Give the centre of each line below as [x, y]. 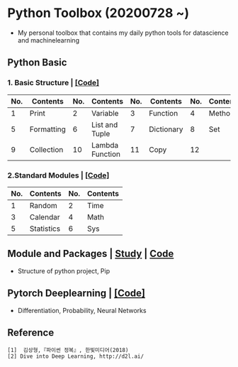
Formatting [47, 129]
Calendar [45, 217]
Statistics [45, 229]
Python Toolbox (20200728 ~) [98, 13]
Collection [46, 149]
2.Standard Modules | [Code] [58, 175]
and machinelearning [49, 40]
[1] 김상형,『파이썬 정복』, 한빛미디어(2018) [68, 350]
